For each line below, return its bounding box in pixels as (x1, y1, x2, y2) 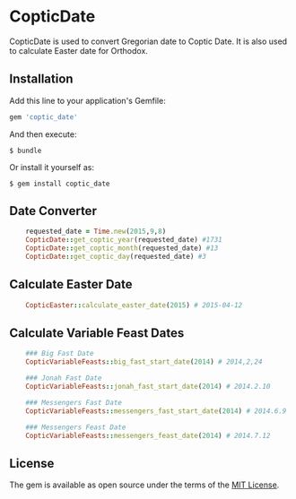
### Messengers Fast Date (25, 398, 123, 407)
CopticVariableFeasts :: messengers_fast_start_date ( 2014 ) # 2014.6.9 (25, 406, 287, 416)
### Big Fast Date (25, 349, 94, 358)
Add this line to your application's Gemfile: (9, 95, 166, 106)
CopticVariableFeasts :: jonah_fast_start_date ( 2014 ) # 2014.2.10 (25, 383, 271, 391)
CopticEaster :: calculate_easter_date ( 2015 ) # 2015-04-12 (25, 300, 243, 310)
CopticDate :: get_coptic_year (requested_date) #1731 (25, 236, 222, 245)
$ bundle (9, 146, 42, 155)
